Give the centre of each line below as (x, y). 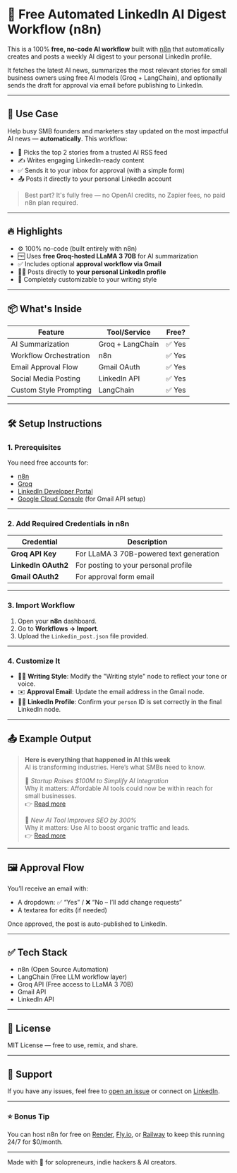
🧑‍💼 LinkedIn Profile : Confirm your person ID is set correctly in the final (120, 701)
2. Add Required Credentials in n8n (68, 523)
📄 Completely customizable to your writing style (87, 279)
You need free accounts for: (48, 463)
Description (147, 542)
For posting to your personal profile (134, 566)
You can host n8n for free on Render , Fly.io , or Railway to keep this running (116, 1135)
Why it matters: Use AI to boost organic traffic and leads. (107, 827)
